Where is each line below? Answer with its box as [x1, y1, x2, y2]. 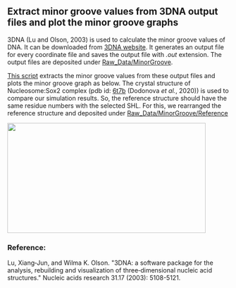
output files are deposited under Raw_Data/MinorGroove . [7, 58, 173, 66]
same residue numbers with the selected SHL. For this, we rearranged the [7, 101, 222, 110]
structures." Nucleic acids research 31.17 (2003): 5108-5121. [7, 274, 181, 282]
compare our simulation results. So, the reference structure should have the [7, 94, 228, 102]
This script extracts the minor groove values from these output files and [7, 71, 216, 80]
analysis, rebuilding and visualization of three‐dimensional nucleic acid [7, 266, 213, 275]
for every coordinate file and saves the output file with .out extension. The [7, 50, 222, 58]
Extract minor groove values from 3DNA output [7, 6, 218, 18]
